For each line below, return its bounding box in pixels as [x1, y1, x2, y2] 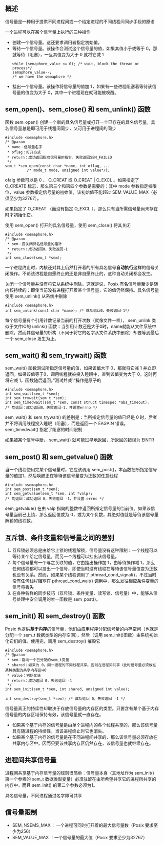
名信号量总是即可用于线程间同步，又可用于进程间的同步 [5, 125, 116, 131]
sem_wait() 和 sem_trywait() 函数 [5, 351, 107, 360]
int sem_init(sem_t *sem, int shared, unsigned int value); [5, 686, 130, 691]
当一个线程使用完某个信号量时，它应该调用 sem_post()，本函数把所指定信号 [5, 467, 157, 473]
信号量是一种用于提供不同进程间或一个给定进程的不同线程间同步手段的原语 [5, 19, 155, 24]
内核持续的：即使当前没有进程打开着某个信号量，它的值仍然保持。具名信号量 [5, 287, 159, 293]
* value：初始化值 [7, 673, 41, 678]
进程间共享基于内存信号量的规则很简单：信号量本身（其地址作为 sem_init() [5, 770, 155, 776]
